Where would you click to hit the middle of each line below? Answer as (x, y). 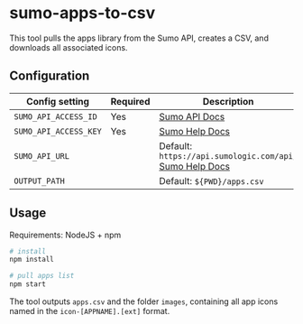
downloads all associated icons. (69, 47)
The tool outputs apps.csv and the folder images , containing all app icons (144, 301)
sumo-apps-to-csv (83, 13)
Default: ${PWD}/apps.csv (211, 181)
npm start (28, 284)
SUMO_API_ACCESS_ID (55, 116)
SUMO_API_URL (42, 156)
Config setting (58, 101)
